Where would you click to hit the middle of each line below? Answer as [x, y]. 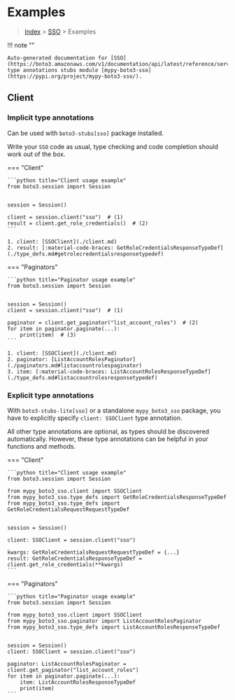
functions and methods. [42, 446]
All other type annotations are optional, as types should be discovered [108, 431]
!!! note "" [21, 45]
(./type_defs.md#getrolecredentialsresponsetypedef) [86, 254]
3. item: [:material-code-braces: [58, 372]
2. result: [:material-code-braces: [60, 248]
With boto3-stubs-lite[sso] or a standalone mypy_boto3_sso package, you [114, 410]
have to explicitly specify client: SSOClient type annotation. [95, 418]
